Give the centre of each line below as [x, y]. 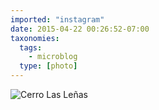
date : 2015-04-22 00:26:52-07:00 [80, 29]
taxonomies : [35, 38]
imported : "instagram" [57, 19]
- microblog [53, 57]
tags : [31, 47]
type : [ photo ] [48, 66]
